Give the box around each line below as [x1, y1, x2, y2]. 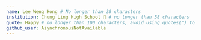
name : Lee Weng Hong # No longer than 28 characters [6, 8, 141, 15]
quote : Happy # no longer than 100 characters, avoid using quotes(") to [6, 19, 196, 25]
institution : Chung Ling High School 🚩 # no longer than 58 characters [6, 14, 190, 20]
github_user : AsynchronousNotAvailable [6, 25, 107, 31]
